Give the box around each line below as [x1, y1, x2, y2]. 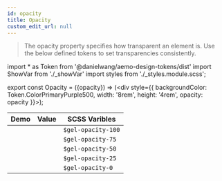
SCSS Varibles [67, 115, 116, 124]
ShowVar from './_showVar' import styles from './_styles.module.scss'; [7, 70, 206, 78]
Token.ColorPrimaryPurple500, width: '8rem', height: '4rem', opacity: [7, 90, 203, 99]
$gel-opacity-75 [63, 135, 117, 144]
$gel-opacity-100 [63, 126, 120, 134]
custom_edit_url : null [7, 23, 73, 30]
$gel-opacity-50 [63, 145, 117, 153]
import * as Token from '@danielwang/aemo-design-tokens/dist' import [7, 63, 212, 71]
